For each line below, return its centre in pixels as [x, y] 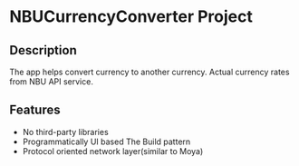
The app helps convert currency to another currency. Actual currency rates [149, 72]
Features [35, 110]
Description [43, 50]
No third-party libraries [65, 132]
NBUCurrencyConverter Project [131, 17]
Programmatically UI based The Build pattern [106, 142]
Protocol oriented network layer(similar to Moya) [113, 151]
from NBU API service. [51, 82]
